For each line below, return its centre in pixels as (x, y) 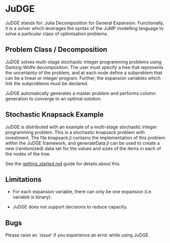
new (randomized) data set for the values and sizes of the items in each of (83, 148)
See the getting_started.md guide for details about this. (63, 163)
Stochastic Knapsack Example (54, 115)
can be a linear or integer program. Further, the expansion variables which (83, 78)
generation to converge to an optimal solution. (53, 98)
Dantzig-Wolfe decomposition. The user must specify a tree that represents (84, 67)
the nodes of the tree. (28, 154)
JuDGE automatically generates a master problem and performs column (81, 93)
